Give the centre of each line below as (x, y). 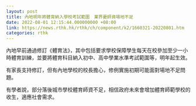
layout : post (22, 11)
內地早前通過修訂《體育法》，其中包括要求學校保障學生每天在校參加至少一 (94, 51)
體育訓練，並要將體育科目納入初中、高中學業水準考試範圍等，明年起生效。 (101, 58)
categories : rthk (27, 33)
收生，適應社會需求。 (32, 97)
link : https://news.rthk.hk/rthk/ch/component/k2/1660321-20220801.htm (95, 28)
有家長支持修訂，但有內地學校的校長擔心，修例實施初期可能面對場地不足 (93, 70)
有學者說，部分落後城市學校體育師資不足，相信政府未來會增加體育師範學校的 (98, 90)
